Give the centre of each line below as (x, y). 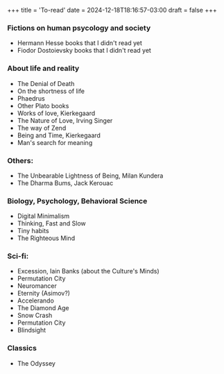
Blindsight (32, 330)
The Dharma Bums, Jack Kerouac (65, 182)
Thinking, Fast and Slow (51, 223)
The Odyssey (36, 363)
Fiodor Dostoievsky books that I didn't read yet (84, 51)
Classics (22, 348)
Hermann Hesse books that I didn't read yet (79, 43)
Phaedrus (31, 98)
